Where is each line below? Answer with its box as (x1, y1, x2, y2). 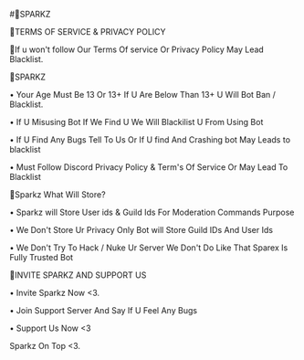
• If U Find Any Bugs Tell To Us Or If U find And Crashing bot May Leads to (9, 134, 290, 145)
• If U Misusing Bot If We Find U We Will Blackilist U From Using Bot (9, 117, 264, 127)
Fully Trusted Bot (9, 252, 74, 262)
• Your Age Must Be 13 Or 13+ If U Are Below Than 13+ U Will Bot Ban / (9, 90, 277, 100)
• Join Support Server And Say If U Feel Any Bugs (9, 305, 198, 315)
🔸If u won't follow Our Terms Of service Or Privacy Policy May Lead (9, 44, 265, 55)
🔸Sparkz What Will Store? (9, 189, 107, 200)
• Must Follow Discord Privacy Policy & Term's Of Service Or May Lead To (9, 162, 288, 173)
